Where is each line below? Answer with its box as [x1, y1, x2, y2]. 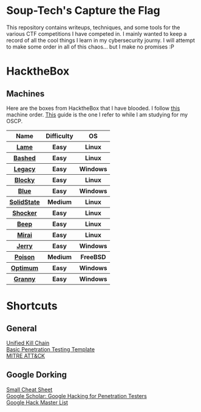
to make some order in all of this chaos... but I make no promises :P [6, 43, 174, 50]
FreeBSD [80, 252, 106, 261]
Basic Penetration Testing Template [6, 345, 95, 353]
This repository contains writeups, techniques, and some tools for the [6, 24, 180, 31]
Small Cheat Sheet [6, 386, 53, 393]
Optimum [11, 263, 38, 272]
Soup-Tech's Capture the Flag [6, 4, 160, 18]
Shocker [12, 209, 38, 217]
